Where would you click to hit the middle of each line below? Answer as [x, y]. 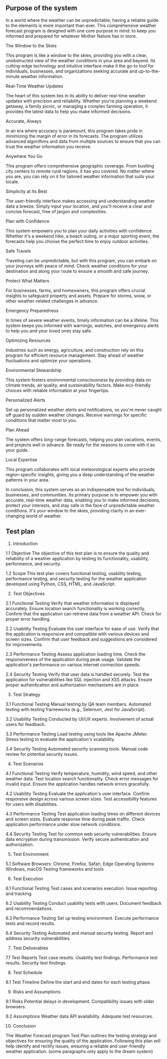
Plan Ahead [17, 430]
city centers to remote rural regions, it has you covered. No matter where [80, 171]
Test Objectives [29, 593]
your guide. [17, 450]
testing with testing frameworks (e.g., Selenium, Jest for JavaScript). [76, 709]
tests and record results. [30, 923]
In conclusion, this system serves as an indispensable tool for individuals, [81, 489]
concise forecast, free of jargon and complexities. [56, 211]
